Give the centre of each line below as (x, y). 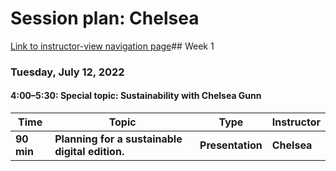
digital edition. (89, 152)
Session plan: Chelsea (105, 18)
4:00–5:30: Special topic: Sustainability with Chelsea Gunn (136, 96)
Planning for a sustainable (118, 139)
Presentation (231, 145)
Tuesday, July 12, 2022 (67, 72)
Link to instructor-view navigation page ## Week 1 (112, 46)
